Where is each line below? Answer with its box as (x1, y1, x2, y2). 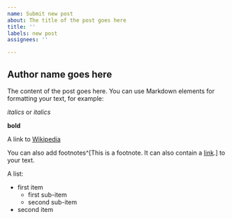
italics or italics (7, 108, 51, 116)
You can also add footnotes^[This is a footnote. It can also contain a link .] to (7, 148, 226, 157)
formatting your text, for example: (7, 94, 104, 102)
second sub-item (27, 197, 78, 206)
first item (17, 183, 43, 191)
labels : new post (7, 29, 58, 37)
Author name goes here (7, 68, 113, 80)
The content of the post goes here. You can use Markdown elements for (7, 87, 215, 95)
